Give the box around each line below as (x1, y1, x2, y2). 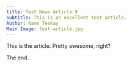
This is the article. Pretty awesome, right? (6, 42, 111, 50)
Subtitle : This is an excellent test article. (6, 15, 127, 21)
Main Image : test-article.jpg (6, 25, 84, 32)
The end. (6, 54, 29, 61)
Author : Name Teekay (6, 20, 59, 26)
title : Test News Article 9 (6, 8, 78, 15)
